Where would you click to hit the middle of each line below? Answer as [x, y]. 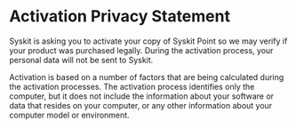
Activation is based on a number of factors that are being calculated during [147, 77]
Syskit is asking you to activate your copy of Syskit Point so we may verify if [148, 41]
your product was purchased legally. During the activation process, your [141, 50]
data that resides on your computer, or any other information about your [141, 105]
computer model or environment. [70, 115]
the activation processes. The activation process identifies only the [132, 86]
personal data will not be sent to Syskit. [81, 60]
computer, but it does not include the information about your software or [141, 96]
